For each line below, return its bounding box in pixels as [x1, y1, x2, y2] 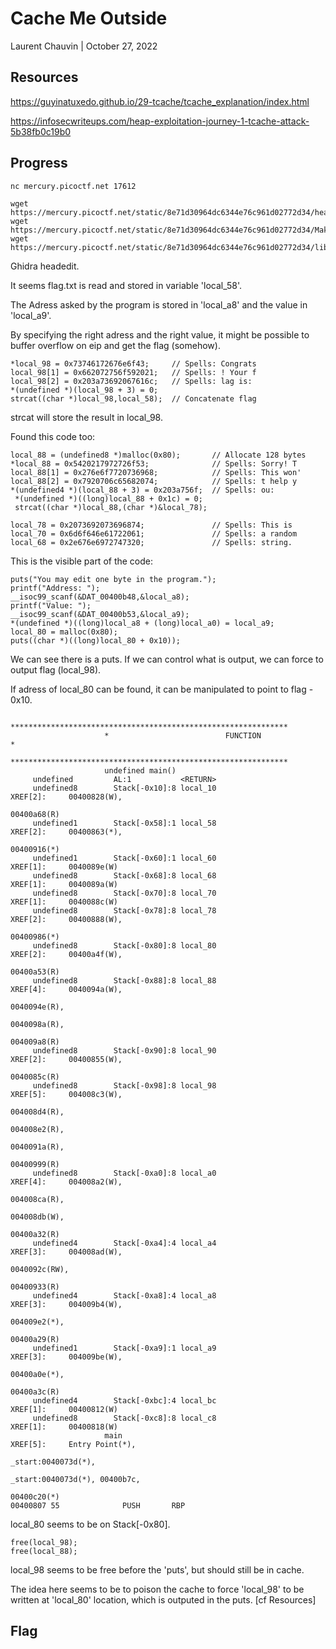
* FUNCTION [104, 730, 262, 741]
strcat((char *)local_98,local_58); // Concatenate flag [10, 393, 257, 404]
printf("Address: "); [10, 583, 101, 593]
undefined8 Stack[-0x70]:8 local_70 [32, 888, 217, 898]
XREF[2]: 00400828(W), [10, 792, 123, 802]
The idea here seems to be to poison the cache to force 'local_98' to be [10, 1583, 305, 1595]
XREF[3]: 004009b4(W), [10, 1299, 123, 1309]
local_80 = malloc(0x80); [10, 627, 118, 637]
